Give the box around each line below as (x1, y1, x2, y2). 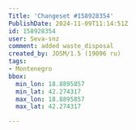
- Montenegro (8, 65, 53, 73)
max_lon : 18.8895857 (15, 95, 85, 103)
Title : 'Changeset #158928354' (8, 11, 114, 20)
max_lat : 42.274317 (15, 102, 82, 110)
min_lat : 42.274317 (15, 87, 82, 96)
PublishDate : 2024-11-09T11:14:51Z (8, 19, 129, 28)
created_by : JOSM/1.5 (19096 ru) (8, 50, 121, 58)
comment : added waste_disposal (8, 42, 114, 50)
